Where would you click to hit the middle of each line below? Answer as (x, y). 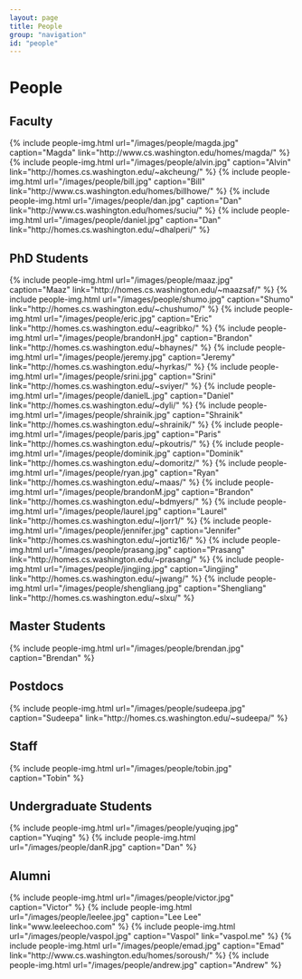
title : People (36, 26)
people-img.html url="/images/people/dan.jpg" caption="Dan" (126, 201)
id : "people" (34, 43)
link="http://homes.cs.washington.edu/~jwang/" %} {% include (127, 579)
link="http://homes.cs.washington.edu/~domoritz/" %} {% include (132, 463)
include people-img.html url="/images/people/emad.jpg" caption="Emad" (147, 946)
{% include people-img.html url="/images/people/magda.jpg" (124, 143)
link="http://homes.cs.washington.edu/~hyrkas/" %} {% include (129, 367)
